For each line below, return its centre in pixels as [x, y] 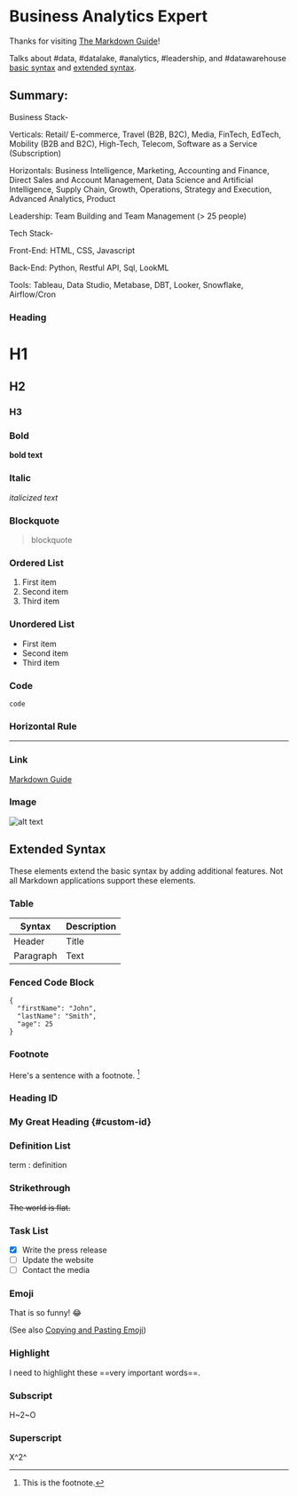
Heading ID [34, 1098]
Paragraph [35, 956]
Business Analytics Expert [109, 16]
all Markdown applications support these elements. [103, 880]
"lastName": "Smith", [57, 1016]
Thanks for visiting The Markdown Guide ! [85, 41]
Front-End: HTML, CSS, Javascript [72, 250]
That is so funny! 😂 [46, 1313]
